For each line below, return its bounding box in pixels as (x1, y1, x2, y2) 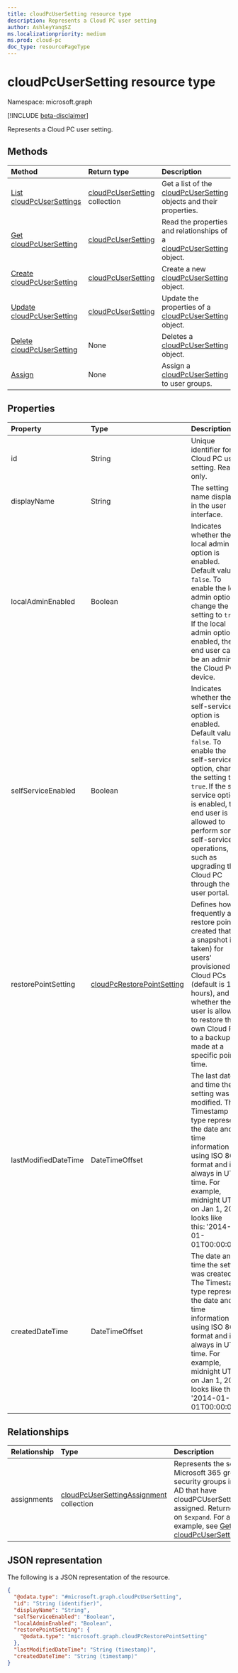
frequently (191, 908, 225, 918)
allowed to (191, 816, 225, 826)
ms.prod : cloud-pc (7, 37, 62, 44)
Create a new (161, 264, 207, 274)
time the (191, 1260, 218, 1269)
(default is (191, 979, 225, 989)
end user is (191, 808, 228, 818)
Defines (191, 899, 217, 909)
